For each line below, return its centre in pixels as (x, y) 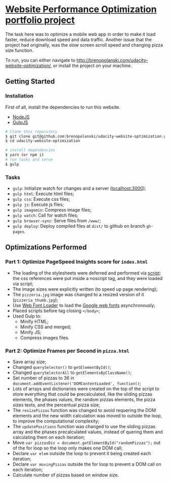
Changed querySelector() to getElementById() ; (62, 367)
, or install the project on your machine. (91, 65)
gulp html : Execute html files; (43, 194)
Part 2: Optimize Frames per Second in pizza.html (67, 351)
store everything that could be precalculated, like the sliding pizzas (82, 394)
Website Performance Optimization (81, 9)
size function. (19, 50)
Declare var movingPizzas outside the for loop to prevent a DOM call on (87, 464)
